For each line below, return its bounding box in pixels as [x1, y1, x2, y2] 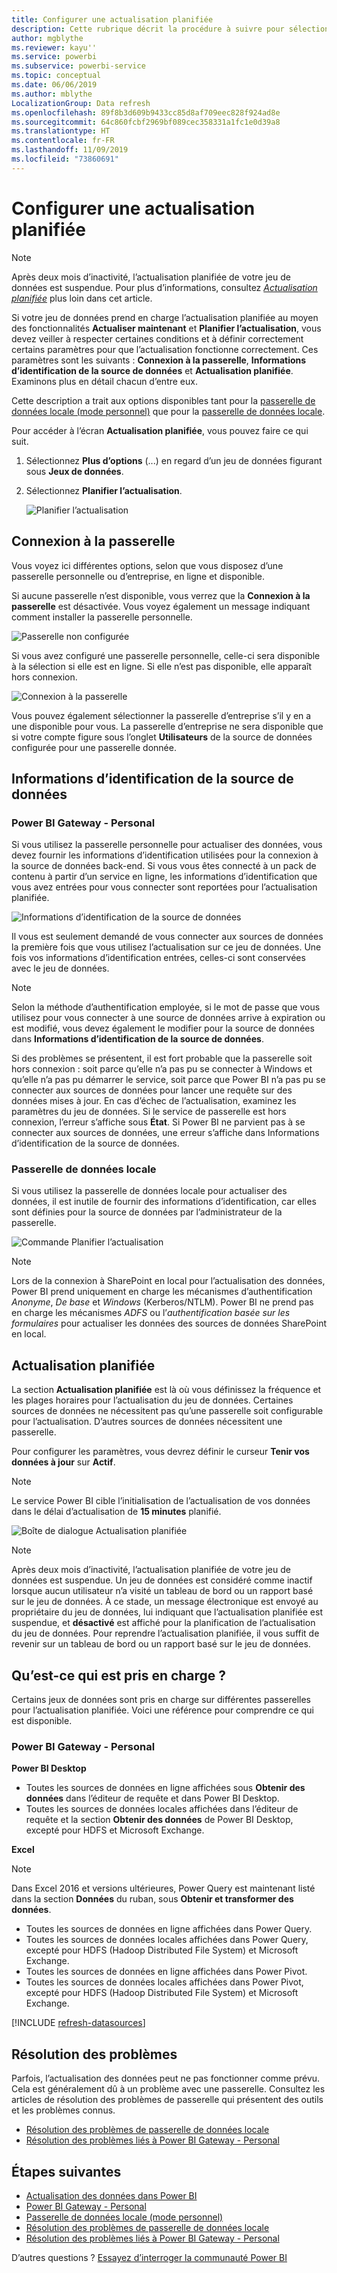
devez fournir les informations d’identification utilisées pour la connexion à [11, 849, 319, 861]
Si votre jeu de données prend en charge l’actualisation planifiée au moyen [11, 311, 319, 323]
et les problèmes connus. [11, 2104, 116, 2116]
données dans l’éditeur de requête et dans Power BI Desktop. [25, 1792, 280, 1805]
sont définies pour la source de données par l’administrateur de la [11, 1206, 283, 1218]
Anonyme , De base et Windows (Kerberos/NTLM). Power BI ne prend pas [11, 1296, 314, 1308]
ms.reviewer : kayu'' [11, 42, 98, 53]
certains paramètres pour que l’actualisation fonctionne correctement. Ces [11, 343, 319, 355]
